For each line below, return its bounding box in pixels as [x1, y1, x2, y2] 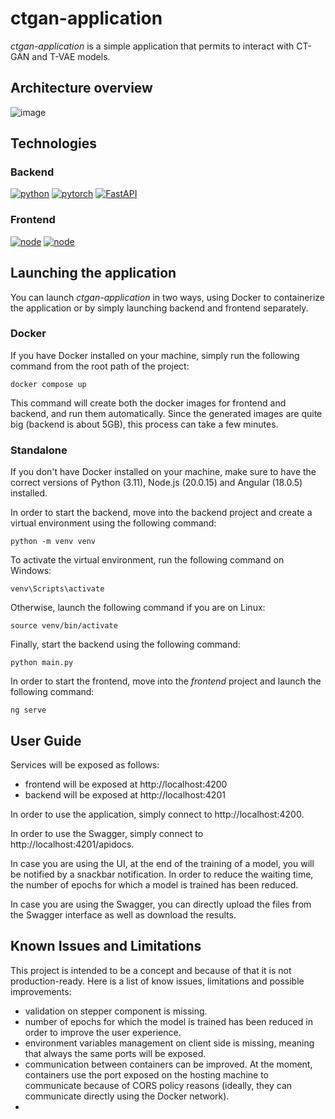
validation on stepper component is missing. [24, 1005, 208, 1017]
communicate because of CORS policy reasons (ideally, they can [24, 1079, 293, 1091]
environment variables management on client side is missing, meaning [24, 1037, 315, 1049]
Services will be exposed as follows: [10, 758, 160, 771]
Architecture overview [10, 80, 153, 97]
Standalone [10, 443, 68, 457]
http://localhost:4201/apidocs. [10, 838, 135, 850]
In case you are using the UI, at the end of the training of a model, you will [10, 857, 315, 869]
